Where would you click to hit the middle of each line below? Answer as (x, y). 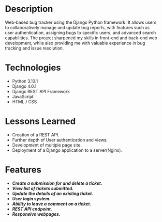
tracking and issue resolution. (35, 48)
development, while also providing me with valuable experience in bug (75, 43)
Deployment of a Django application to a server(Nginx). (67, 150)
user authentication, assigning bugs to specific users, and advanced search (81, 32)
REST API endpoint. (32, 209)
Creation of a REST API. (36, 135)
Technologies (33, 68)
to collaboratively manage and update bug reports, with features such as (77, 27)
